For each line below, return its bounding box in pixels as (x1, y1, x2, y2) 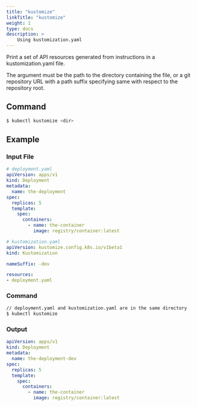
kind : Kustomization (6, 250, 58, 256)
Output (6, 325, 28, 333)
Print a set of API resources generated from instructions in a (6, 54, 155, 60)
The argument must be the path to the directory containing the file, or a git (6, 72, 191, 78)
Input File (6, 153, 34, 160)
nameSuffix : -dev (6, 260, 50, 267)
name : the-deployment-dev (11, 356, 77, 362)
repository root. (6, 84, 45, 91)
